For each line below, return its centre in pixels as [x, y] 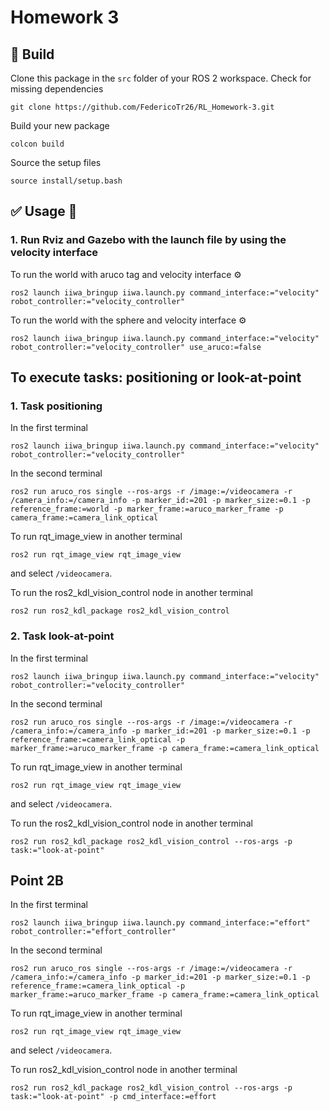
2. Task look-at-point [62, 636]
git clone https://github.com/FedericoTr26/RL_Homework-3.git [142, 107]
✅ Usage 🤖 [44, 211]
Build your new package [60, 125]
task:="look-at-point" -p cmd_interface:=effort [113, 1097]
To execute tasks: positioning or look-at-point [156, 377]
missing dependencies [57, 89]
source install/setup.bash [66, 181]
